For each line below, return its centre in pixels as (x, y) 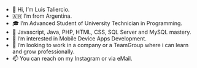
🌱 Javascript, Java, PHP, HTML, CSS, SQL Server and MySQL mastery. (102, 32)
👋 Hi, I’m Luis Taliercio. (41, 9)
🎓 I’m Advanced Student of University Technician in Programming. (97, 23)
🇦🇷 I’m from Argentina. (42, 16)
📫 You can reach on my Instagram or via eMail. (72, 59)
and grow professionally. (43, 51)
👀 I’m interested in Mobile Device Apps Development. (79, 39)
